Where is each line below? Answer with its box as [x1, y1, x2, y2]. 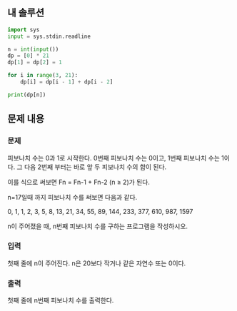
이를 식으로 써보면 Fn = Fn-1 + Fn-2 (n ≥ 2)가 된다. [7, 178, 150, 186]
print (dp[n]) [7, 91, 46, 98]
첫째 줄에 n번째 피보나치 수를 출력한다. [7, 296, 114, 305]
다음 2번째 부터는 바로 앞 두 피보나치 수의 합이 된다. [24, 163, 167, 171]
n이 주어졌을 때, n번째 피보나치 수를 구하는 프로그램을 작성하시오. [7, 222, 188, 230]
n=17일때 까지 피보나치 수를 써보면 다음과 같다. [7, 193, 138, 201]
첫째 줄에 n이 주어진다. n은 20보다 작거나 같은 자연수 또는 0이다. [7, 259, 186, 267]
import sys [7, 26, 40, 34]
